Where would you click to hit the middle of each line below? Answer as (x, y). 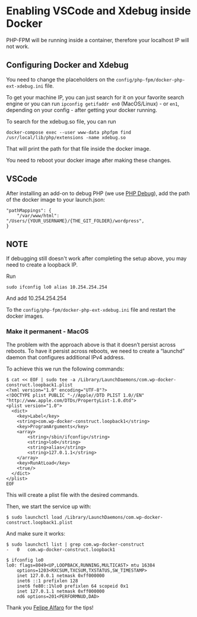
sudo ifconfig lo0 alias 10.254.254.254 (57, 287)
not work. (18, 46)
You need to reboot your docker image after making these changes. (89, 160)
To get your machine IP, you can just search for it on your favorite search (95, 97)
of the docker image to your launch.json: (56, 199)
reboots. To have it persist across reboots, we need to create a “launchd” (96, 351)
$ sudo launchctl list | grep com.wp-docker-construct (75, 544)
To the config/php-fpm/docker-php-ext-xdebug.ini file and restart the (91, 310)
